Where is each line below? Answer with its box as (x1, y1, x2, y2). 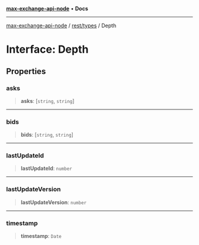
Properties (6, 66, 46, 76)
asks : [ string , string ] (20, 97, 75, 104)
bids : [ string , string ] (20, 131, 74, 138)
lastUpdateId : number (20, 165, 72, 172)
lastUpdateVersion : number (20, 198, 87, 206)
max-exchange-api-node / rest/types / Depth (6, 22, 117, 29)
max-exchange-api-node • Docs (6, 5, 88, 12)
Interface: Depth (6, 43, 89, 56)
